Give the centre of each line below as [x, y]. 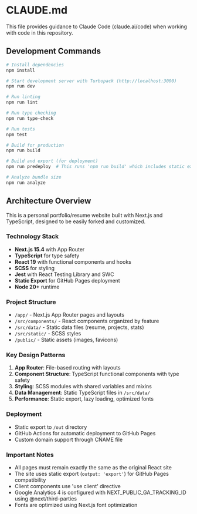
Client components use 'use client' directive [68, 486]
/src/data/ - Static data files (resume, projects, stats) [79, 327]
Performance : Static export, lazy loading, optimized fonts [84, 399]
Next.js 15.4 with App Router [50, 249]
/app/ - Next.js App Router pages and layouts [69, 315]
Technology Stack [33, 237]
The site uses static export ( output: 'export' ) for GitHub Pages [91, 474]
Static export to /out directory [51, 427]
